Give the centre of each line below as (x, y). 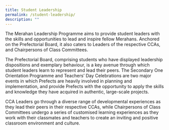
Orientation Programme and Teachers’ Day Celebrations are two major (78, 76)
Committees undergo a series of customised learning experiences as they (82, 112)
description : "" (22, 19)
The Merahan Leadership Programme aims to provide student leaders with (82, 34)
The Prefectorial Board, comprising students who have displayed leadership (84, 60)
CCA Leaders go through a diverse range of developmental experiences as (83, 102)
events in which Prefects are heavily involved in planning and (69, 81)
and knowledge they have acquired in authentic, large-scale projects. (77, 92)
